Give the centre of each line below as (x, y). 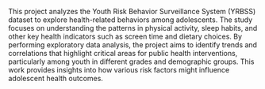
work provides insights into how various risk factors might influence (119, 70)
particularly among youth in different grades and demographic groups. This (131, 61)
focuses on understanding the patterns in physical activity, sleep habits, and (133, 28)
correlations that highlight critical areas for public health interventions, (123, 53)
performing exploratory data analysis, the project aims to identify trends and (133, 45)
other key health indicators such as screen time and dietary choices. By (125, 36)
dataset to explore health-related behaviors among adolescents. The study (131, 20)
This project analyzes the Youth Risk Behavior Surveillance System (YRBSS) (132, 11)
